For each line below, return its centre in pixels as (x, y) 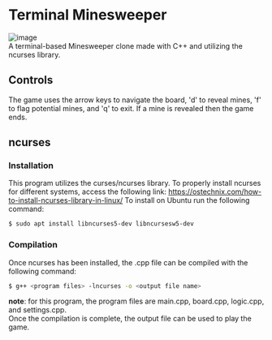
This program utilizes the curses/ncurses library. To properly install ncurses (135, 183)
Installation (31, 166)
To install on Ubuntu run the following (187, 200)
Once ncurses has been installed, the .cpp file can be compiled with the (128, 262)
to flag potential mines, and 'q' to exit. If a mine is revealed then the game (131, 108)
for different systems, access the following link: (87, 192)
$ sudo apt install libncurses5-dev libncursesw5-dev (101, 224)
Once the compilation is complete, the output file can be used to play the (130, 319)
